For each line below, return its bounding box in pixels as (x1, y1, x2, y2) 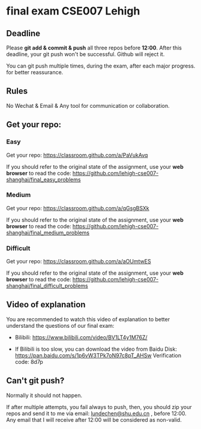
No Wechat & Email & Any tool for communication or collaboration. (6, 102, 170, 109)
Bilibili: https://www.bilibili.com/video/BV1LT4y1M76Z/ (14, 333, 148, 341)
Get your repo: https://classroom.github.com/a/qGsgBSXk (6, 204, 149, 211)
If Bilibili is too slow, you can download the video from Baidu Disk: (14, 345, 177, 352)
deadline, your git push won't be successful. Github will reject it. (6, 51, 165, 58)
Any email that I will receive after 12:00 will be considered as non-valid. (6, 416, 182, 423)
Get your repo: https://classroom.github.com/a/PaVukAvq (6, 151, 148, 158)
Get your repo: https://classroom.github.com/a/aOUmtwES (6, 258, 151, 265)
